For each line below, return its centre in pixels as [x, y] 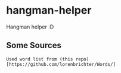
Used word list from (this [40, 59]
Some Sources [34, 45]
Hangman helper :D [30, 27]
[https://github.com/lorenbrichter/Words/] [61, 64]
